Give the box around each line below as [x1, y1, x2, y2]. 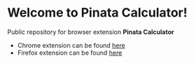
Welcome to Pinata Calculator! [7, 5, 188, 21]
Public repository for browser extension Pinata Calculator [7, 28, 174, 36]
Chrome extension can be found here [17, 41, 125, 49]
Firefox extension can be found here [17, 48, 123, 57]
